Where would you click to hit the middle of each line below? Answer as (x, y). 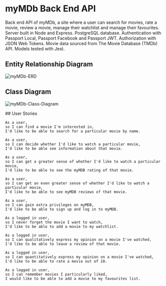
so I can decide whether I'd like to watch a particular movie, (73, 144)
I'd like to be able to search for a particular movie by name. (73, 131)
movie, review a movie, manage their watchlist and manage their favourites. (82, 27)
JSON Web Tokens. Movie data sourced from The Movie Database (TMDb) (81, 43)
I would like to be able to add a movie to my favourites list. (73, 279)
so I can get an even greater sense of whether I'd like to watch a (77, 183)
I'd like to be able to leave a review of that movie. (63, 244)
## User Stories (21, 113)
